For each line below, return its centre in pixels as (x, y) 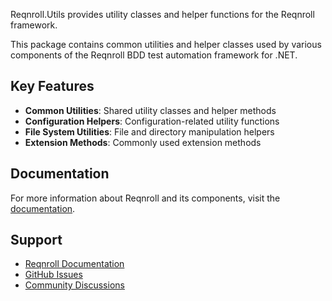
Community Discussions (74, 285)
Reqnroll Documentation (74, 264)
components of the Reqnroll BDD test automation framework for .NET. (154, 55)
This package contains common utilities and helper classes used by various (166, 44)
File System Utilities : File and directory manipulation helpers (149, 131)
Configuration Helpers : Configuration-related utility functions (152, 121)
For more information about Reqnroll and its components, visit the (145, 198)
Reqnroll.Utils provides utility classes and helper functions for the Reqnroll (162, 14)
